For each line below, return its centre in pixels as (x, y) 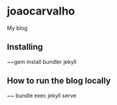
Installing (25, 47)
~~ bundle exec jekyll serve (42, 95)
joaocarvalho (41, 11)
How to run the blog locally (59, 81)
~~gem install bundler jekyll (42, 61)
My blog (17, 28)
